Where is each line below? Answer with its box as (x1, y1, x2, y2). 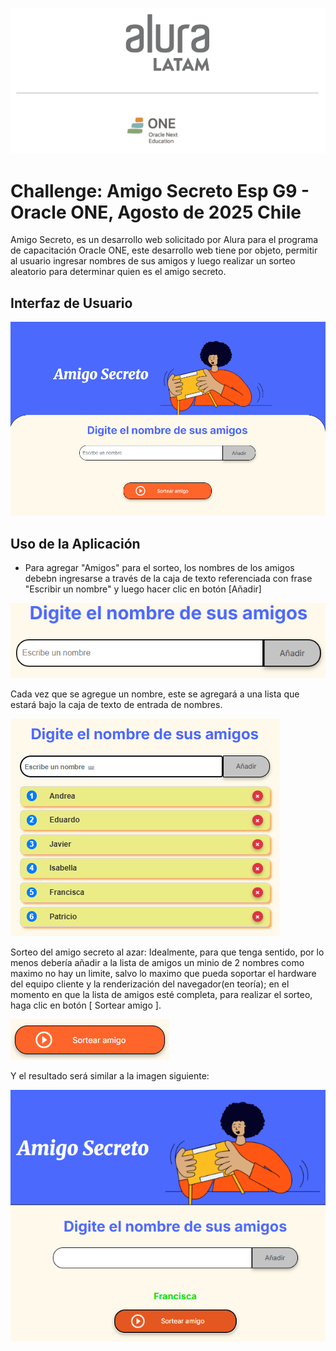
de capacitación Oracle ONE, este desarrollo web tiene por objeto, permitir (10, 244, 318, 257)
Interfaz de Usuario (10, 294, 133, 312)
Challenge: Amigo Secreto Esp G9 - (10, 179, 310, 202)
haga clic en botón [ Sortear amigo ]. (10, 999, 162, 1011)
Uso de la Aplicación (10, 535, 141, 552)
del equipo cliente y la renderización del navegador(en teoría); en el (10, 978, 290, 990)
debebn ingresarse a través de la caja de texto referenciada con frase (24, 573, 313, 585)
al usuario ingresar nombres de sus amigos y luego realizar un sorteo (10, 255, 296, 267)
